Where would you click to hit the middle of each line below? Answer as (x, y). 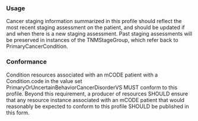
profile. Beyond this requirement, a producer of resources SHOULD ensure (97, 94)
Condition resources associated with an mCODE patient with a (82, 75)
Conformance (27, 62)
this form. (18, 112)
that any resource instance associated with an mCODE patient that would (95, 100)
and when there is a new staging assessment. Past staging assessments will (99, 34)
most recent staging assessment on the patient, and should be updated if (95, 27)
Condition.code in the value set (44, 81)
